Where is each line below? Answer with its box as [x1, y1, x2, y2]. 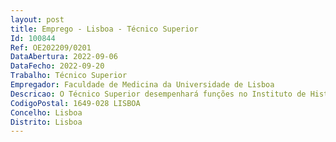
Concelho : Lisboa [10, 107, 83, 118]
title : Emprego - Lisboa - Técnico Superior [10, 24, 199, 34]
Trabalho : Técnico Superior [10, 71, 128, 81]
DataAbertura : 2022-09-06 [10, 52, 118, 62]
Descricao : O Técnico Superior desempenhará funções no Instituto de [10, 89, 307, 99]
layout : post [10, 14, 65, 25]
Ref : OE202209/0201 [10, 42, 92, 53]
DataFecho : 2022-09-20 [10, 61, 105, 71]
